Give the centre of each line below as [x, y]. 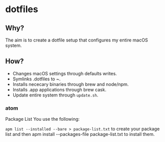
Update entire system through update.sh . [55, 95]
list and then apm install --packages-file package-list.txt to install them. [80, 134]
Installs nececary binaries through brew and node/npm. [71, 84]
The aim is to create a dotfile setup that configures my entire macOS [77, 40]
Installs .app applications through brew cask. [59, 89]
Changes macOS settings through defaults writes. [65, 73]
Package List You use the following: [42, 119]
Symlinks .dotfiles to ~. [37, 79]
